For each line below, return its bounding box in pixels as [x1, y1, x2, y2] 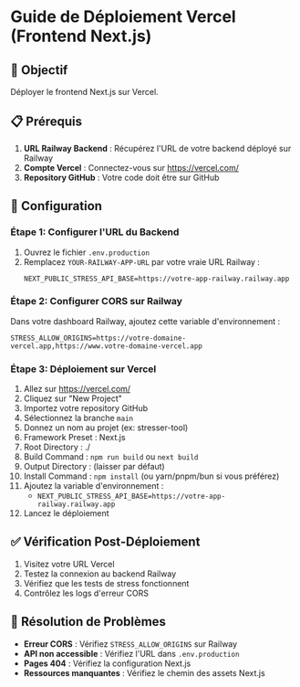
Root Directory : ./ [23, 441, 90, 453]
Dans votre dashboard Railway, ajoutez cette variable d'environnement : [10, 315, 281, 326]
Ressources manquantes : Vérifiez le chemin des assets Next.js [23, 667, 265, 678]
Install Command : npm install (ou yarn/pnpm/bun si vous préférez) [23, 470, 280, 481]
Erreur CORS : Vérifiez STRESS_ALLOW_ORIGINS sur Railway [23, 638, 238, 650]
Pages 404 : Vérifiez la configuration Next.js [23, 658, 191, 669]
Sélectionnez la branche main [23, 413, 134, 424]
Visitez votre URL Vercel [23, 558, 115, 569]
